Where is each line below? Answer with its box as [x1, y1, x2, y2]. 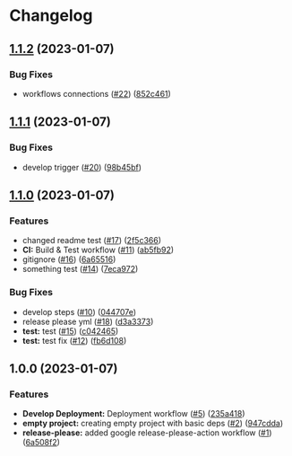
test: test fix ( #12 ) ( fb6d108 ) [21, 335, 127, 346]
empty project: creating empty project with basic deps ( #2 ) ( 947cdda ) [21, 418, 284, 429]
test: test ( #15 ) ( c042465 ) [21, 325, 119, 337]
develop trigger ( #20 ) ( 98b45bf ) [21, 162, 142, 172]
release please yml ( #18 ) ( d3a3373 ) [21, 316, 154, 327]
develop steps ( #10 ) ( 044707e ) [21, 306, 137, 317]
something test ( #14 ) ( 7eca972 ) [21, 264, 139, 275]
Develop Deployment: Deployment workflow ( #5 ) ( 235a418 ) [21, 408, 245, 419]
